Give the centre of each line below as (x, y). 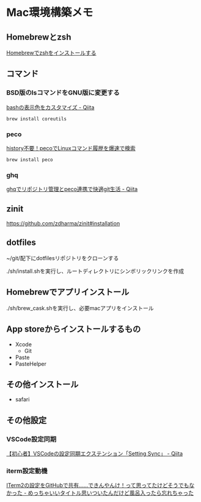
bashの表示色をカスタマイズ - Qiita (50, 107)
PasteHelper (31, 363)
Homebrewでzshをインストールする (51, 53)
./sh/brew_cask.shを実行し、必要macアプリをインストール (80, 308)
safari (22, 399)
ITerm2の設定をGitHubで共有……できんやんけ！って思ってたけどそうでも (98, 486)
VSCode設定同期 (31, 439)
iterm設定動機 (27, 471)
